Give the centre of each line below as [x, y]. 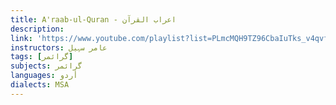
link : [21, 38]
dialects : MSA [40, 85]
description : [37, 29]
